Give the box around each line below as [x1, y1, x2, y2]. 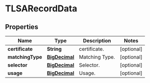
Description [83, 38, 111, 44]
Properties [5, 23, 38, 31]
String [46, 45, 62, 52]
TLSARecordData [5, 3, 77, 14]
